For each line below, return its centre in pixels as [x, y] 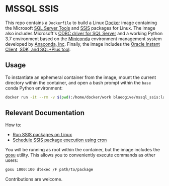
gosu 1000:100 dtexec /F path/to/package [49, 170]
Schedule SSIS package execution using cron [60, 140]
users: [12, 160]
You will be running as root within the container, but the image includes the [82, 150]
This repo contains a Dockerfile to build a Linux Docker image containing [81, 23]
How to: [13, 125]
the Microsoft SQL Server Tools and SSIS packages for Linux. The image [80, 28]
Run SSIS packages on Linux [42, 135]
